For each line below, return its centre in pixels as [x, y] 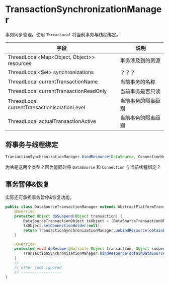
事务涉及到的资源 [140, 60]
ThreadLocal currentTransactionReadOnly [57, 91]
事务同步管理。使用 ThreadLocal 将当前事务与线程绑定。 [63, 34]
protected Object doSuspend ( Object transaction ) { [68, 217]
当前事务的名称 [138, 82]
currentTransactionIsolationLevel [47, 107]
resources [20, 63]
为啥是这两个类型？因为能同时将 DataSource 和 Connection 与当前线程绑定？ [83, 167]
